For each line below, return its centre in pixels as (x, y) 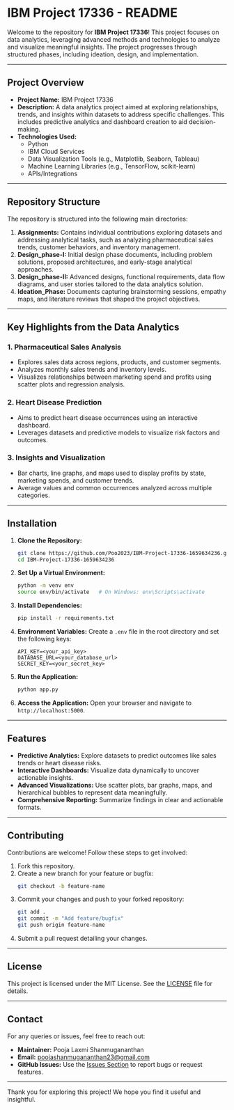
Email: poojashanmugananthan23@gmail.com (84, 1057)
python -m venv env (46, 586)
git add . (32, 912)
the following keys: (44, 639)
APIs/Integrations (53, 173)
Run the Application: (48, 677)
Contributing (36, 836)
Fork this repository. (46, 866)
